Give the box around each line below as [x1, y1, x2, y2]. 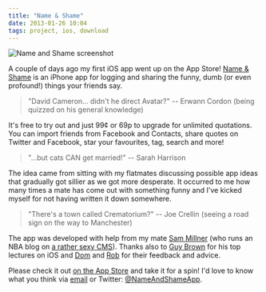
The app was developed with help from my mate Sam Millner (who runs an [8, 234, 253, 243]
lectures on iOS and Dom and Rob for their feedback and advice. [8, 250, 221, 260]
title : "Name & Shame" [8, 11, 84, 20]
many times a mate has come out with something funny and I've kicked [8, 186, 242, 195]
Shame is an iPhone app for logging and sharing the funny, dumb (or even [8, 73, 252, 82]
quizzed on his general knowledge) [27, 105, 144, 114]
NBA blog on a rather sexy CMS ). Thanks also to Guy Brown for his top [8, 242, 241, 252]
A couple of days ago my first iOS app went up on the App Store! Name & [8, 64, 249, 74]
